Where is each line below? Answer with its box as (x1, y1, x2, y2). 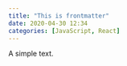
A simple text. (8, 49, 54, 59)
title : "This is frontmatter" (8, 11, 110, 20)
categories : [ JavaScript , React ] (8, 27, 121, 35)
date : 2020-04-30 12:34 (8, 19, 88, 27)
